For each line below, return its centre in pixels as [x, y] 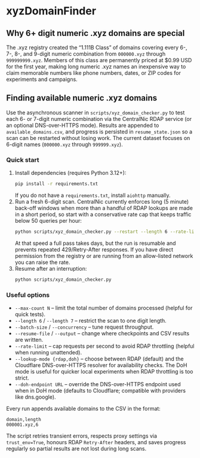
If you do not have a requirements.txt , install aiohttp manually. [93, 195]
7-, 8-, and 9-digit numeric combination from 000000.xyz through [86, 54]
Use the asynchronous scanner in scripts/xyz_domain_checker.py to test [96, 113]
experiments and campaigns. [42, 79]
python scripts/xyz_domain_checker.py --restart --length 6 [91, 232]
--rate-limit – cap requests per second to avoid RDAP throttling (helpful [105, 346]
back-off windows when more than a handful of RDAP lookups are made [104, 208]
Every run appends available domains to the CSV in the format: [84, 409]
